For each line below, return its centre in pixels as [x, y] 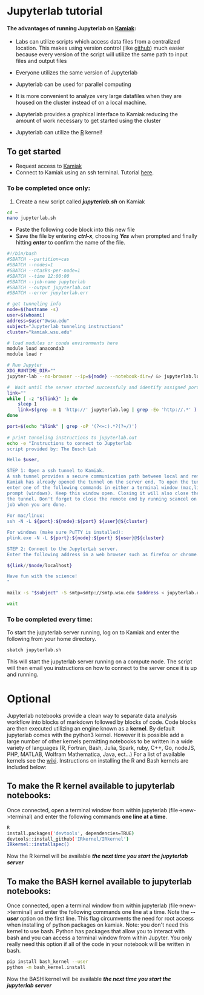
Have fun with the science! [42, 576]
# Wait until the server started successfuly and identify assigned [97, 387]
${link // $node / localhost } [39, 565]
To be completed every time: [50, 619]
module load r [25, 354]
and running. [23, 675]
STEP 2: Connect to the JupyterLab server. [63, 549]
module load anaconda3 [35, 349]
